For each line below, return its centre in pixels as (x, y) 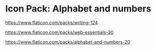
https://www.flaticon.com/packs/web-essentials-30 (59, 32)
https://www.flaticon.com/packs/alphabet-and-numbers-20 (68, 42)
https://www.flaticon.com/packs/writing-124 (52, 22)
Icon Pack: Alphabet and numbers (78, 9)
